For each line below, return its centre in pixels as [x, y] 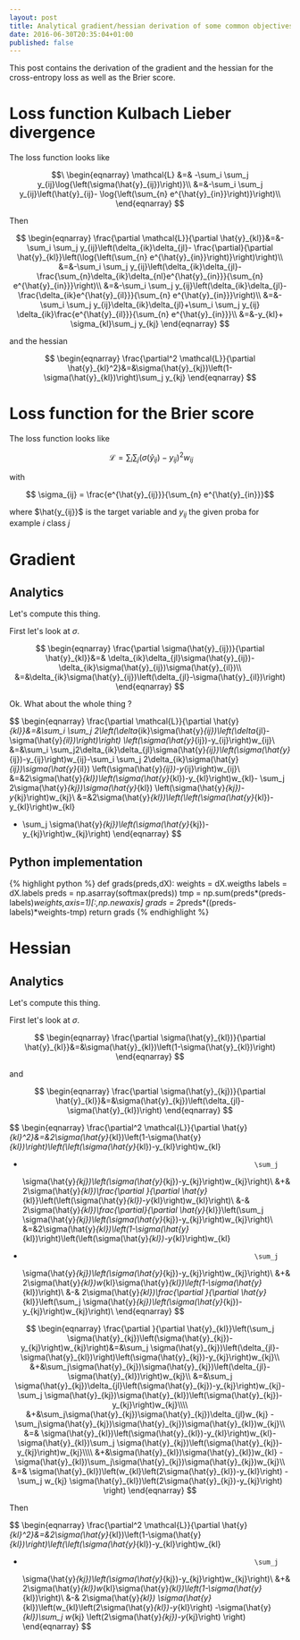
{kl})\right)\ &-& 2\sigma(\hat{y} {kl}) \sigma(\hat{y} [117, 1598]
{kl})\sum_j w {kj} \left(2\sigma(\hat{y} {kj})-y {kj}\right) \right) [134, 1617]
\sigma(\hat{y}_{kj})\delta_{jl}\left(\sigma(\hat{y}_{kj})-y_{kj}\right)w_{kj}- [150, 1386]
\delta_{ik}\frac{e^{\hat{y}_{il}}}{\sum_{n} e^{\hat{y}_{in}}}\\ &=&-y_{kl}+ [150, 314]
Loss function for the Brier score [132, 414]
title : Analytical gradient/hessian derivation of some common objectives [151, 26]
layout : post [33, 17]
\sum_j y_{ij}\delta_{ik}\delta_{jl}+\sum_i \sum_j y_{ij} [163, 305]
